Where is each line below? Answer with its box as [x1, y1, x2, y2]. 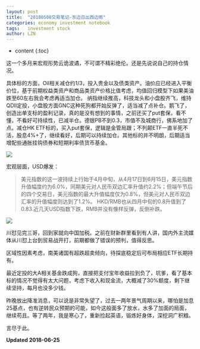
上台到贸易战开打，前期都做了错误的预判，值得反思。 [26, 236, 158, 244]
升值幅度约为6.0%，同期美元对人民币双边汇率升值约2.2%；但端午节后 [20, 183, 193, 191]
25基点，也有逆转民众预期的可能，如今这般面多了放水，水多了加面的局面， [6, 304, 190, 311]
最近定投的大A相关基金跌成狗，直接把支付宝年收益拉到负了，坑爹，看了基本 [6, 269, 192, 277]
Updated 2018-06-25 [6, 336, 60, 344]
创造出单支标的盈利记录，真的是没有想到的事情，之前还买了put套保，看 [6, 110, 182, 117]
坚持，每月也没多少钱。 [11, 284, 69, 292]
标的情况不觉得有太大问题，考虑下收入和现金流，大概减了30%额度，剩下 [6, 277, 185, 284]
